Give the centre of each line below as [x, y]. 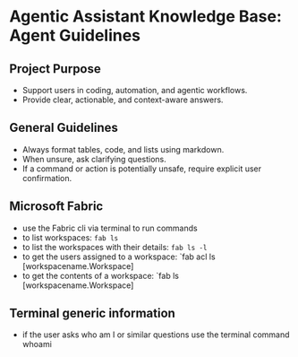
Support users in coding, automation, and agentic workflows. [135, 90]
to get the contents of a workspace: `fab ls [100, 275]
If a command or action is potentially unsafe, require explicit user [142, 169]
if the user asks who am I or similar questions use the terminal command [156, 335]
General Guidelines [64, 128]
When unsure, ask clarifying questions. [94, 159]
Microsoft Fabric [56, 207]
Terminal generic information [93, 313]
